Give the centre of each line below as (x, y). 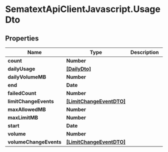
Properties (22, 38)
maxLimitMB (23, 117)
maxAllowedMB (27, 109)
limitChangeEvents (31, 101)
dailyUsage (21, 69)
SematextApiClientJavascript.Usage (83, 9)
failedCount (22, 93)
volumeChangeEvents (34, 142)
